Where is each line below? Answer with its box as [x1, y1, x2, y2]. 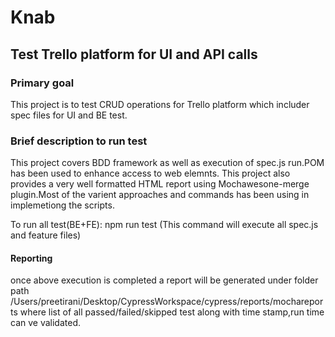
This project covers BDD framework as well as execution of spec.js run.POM [10, 157, 325, 169]
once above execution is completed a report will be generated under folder [10, 274, 319, 286]
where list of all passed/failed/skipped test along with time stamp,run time [19, 306, 325, 318]
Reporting [10, 252, 53, 264]
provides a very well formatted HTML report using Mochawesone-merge [10, 178, 310, 190]
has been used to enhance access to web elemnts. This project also [10, 167, 291, 180]
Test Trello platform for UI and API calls [10, 46, 258, 63]
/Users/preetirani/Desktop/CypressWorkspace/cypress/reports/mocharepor [10, 296, 324, 308]
